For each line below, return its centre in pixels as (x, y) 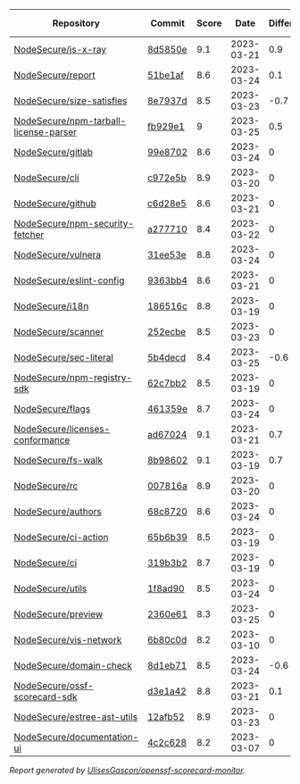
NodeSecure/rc (46, 486)
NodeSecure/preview (58, 614)
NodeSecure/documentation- (76, 737)
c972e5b (167, 178)
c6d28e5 (167, 203)
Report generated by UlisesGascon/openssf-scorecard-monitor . (127, 770)
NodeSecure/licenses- (62, 429)
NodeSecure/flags (52, 409)
